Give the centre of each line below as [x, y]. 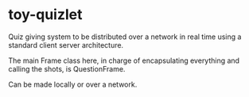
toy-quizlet [45, 15]
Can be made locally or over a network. [73, 84]
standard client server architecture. [66, 45]
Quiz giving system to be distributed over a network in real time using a [125, 37]
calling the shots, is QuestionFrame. [67, 68]
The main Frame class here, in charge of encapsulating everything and [124, 60]
